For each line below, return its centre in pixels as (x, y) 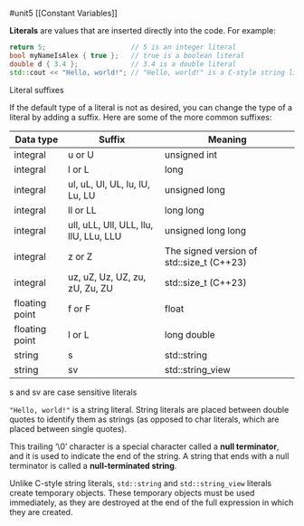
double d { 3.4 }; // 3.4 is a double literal (123, 64)
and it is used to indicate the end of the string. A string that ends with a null (149, 455)
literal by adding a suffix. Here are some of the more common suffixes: (141, 117)
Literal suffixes (37, 90)
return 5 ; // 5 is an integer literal (123, 47)
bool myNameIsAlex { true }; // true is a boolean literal (127, 55)
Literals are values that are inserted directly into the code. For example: (142, 30)
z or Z (80, 256)
